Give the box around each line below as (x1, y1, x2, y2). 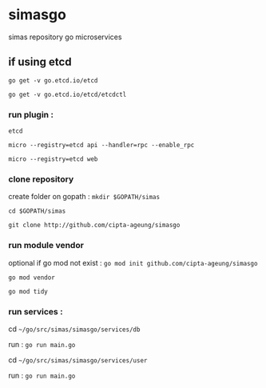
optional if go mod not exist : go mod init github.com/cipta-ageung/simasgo (8, 258, 258, 267)
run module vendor (8, 240, 84, 251)
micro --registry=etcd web (8, 155, 98, 163)
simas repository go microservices (8, 32, 122, 42)
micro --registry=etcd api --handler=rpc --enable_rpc (8, 142, 195, 150)
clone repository (8, 174, 74, 185)
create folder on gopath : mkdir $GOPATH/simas (8, 192, 161, 202)
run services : (8, 306, 63, 317)
